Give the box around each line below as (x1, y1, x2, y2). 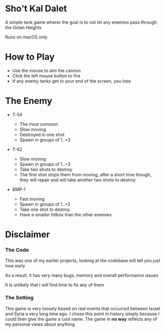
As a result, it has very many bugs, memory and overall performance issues (5, 272, 159, 278)
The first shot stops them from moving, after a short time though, (19, 171, 152, 177)
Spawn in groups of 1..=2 (19, 201, 70, 207)
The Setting (5, 294, 33, 301)
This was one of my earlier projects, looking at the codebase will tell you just (5, 258, 161, 264)
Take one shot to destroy (19, 206, 70, 212)
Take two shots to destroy (19, 166, 72, 172)
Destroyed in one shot (19, 132, 65, 137)
